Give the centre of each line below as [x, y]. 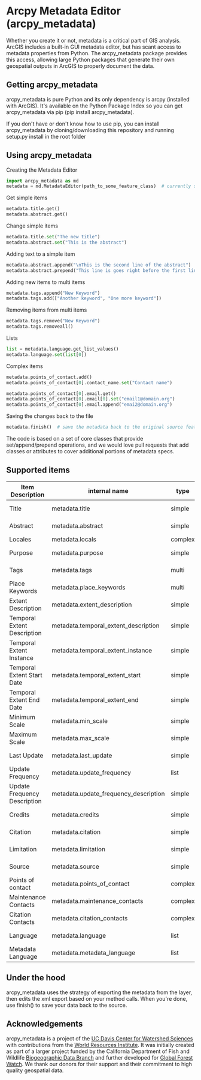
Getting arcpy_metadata [52, 85]
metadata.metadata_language [94, 953]
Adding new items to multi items [46, 282]
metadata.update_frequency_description [108, 794]
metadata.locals [74, 539]
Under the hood [36, 978]
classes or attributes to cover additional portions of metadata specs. [90, 451]
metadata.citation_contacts [90, 918]
